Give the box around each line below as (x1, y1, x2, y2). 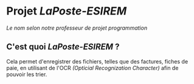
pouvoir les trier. (6, 71, 47, 78)
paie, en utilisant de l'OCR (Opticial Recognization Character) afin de (6, 64, 179, 71)
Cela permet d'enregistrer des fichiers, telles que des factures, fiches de (6, 57, 189, 65)
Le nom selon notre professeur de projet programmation (6, 24, 148, 31)
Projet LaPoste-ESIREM (6, 4, 127, 18)
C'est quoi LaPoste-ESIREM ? (6, 42, 120, 52)
